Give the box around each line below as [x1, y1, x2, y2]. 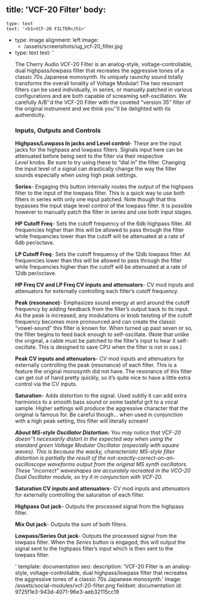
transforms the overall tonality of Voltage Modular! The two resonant [14, 79, 184, 87]
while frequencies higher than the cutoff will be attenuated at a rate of [14, 263, 187, 270]
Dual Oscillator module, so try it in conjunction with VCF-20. [14, 473, 163, 481]
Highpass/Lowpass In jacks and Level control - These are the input [14, 140, 181, 147]
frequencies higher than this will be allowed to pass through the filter [14, 226, 184, 233]
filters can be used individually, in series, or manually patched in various [14, 86, 193, 93]
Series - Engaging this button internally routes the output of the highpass [14, 183, 194, 190]
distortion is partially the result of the [14, 454, 106, 461]
